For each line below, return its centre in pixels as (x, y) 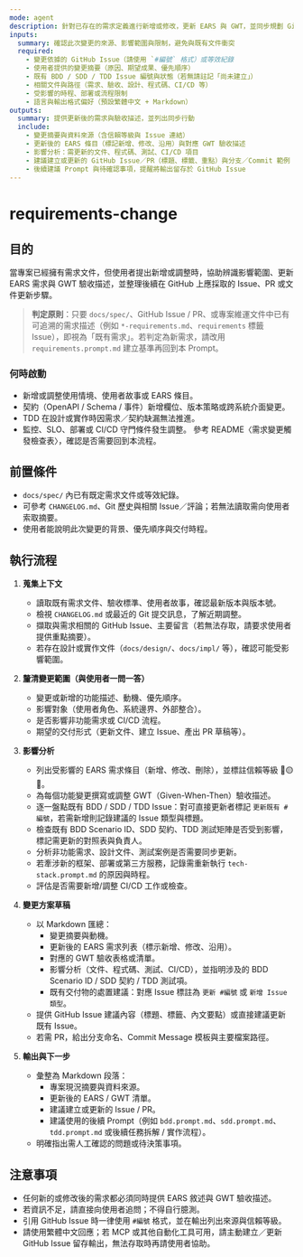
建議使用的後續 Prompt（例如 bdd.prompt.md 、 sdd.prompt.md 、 (165, 1121)
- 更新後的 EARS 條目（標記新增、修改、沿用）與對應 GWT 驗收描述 (136, 144)
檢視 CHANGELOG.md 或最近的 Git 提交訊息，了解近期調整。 (141, 614)
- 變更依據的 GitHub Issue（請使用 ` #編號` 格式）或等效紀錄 (130, 60)
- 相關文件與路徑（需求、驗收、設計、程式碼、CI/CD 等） (119, 85)
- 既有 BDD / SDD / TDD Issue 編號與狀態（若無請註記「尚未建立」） (142, 77)
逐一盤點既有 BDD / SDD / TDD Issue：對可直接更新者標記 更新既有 (158, 807)
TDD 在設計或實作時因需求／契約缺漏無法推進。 (111, 417)
